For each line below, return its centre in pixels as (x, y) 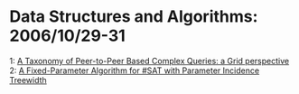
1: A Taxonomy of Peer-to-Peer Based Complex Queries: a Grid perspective (149, 61)
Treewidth (28, 80)
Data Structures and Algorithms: (134, 17)
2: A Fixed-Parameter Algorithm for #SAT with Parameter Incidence (135, 70)
